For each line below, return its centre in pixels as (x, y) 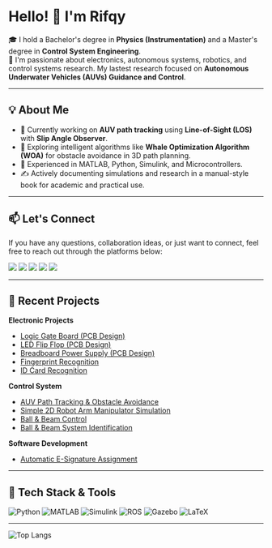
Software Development (48, 443)
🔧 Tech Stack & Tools (62, 492)
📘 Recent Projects (54, 300)
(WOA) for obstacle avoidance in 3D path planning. (105, 155)
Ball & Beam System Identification (76, 428)
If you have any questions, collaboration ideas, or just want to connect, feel (134, 242)
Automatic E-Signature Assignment (79, 459)
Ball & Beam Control (53, 419)
